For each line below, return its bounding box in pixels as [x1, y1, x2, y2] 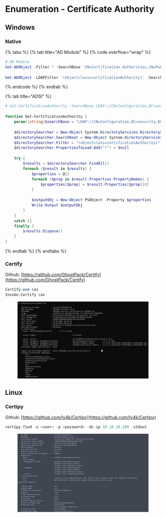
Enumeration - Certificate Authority [5, 3, 155, 15]
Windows [5, 23, 35, 32]
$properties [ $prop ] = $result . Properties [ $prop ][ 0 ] [40, 182, 149, 187]
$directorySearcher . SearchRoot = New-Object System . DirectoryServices [14, 135, 163, 140]
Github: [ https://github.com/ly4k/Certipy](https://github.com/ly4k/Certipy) [5, 414, 157, 420]
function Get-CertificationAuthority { [5, 114, 87, 119]
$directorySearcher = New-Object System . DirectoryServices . [14, 129, 140, 134]
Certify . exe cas [5, 287, 39, 292]
